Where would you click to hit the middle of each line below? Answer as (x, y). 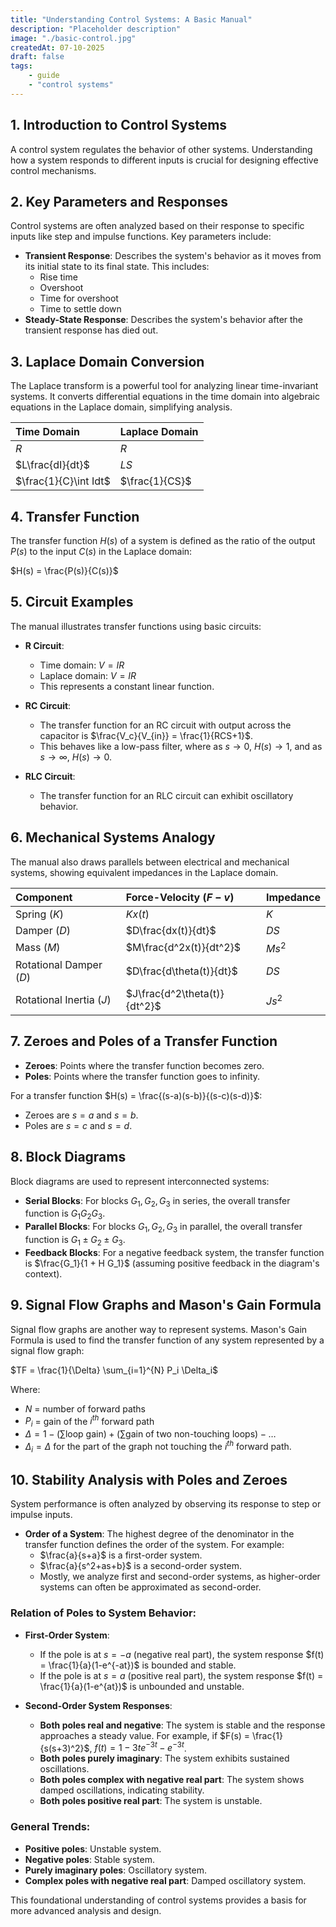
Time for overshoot (79, 298)
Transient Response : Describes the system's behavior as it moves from (173, 256)
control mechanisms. (53, 170)
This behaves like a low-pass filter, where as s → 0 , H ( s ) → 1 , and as (181, 746)
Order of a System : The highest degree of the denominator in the (159, 1534)
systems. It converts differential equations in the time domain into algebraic (165, 397)
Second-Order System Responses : (98, 1705)
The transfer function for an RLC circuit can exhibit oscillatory (166, 795)
